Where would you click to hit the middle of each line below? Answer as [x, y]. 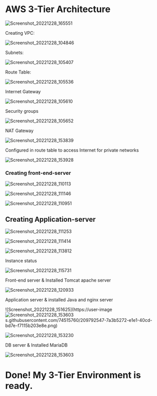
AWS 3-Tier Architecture [58, 9]
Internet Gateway [23, 91]
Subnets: [15, 52]
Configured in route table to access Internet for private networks [72, 150]
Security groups [22, 111]
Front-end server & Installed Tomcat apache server [58, 280]
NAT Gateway [19, 130]
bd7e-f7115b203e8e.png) [31, 325]
